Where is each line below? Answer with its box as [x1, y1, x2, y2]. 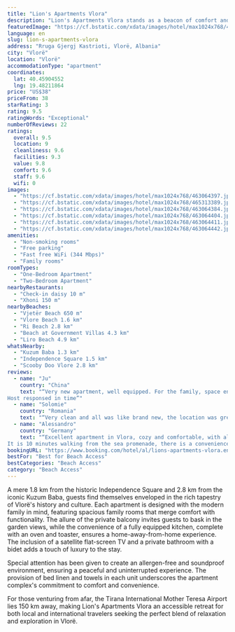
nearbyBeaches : [7, 303, 52, 310]
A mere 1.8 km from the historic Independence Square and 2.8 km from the [7, 485, 223, 494]
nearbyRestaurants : [7, 284, 64, 291]
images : [7, 186, 30, 193]
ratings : [7, 128, 33, 135]
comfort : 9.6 [13, 166, 52, 174]
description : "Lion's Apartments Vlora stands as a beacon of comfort [7, 17, 218, 24]
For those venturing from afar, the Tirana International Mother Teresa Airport [7, 594, 227, 603]
